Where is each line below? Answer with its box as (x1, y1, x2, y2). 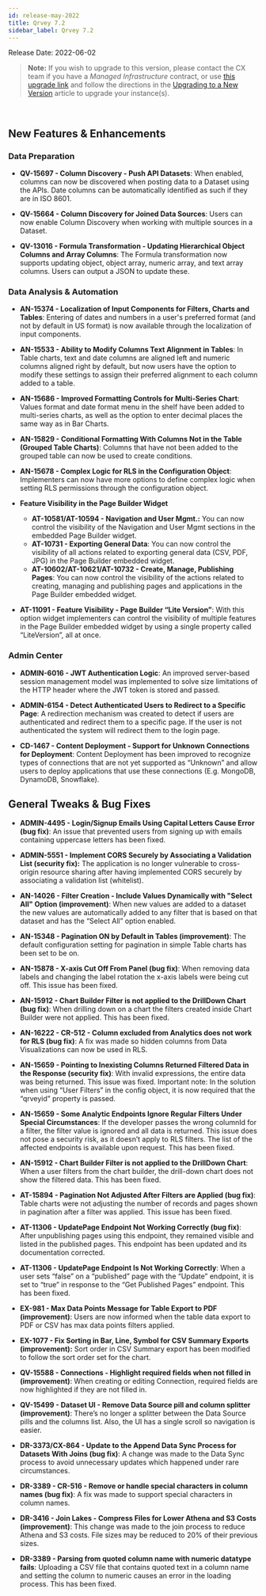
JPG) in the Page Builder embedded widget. (31, 556, 175, 566)
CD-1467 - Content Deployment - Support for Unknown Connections (19, 741, 250, 750)
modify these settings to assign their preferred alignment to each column (19, 370, 258, 380)
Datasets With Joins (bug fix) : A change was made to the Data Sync (19, 1450, 245, 1459)
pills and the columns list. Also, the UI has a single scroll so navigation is (19, 1417, 256, 1427)
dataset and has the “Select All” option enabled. (19, 916, 177, 926)
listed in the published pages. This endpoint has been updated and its (19, 1240, 247, 1249)
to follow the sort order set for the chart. (19, 1353, 151, 1362)
